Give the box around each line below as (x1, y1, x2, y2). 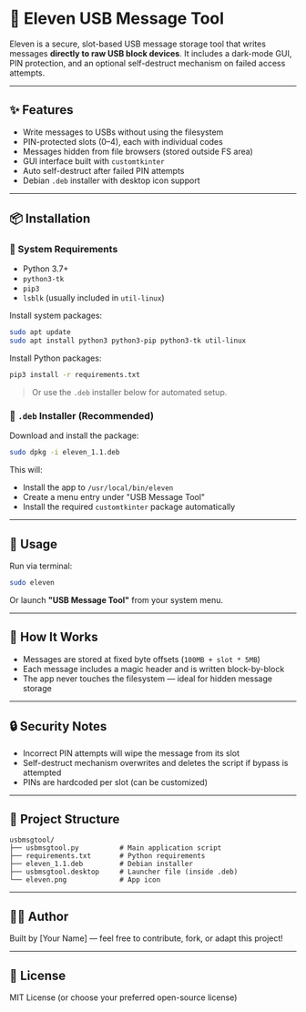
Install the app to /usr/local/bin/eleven (22, 482, 174, 493)
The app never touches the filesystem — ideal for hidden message (22, 673, 273, 684)
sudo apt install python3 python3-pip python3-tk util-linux (9, 336, 247, 345)
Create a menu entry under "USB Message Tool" (22, 492, 206, 503)
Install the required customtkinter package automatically (22, 501, 236, 513)
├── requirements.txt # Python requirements (9, 852, 206, 861)
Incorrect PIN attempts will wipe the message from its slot (22, 747, 240, 759)
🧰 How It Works (9, 629, 98, 645)
